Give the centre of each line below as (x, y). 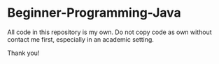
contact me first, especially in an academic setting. (80, 39)
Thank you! (23, 53)
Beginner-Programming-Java (94, 13)
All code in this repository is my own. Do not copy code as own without (109, 32)
